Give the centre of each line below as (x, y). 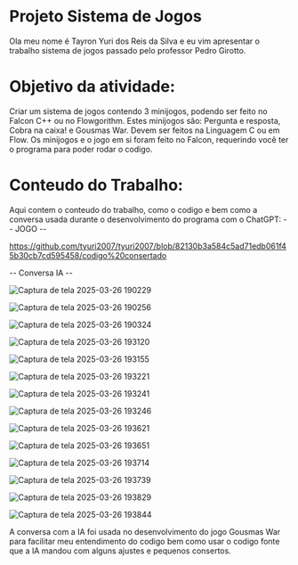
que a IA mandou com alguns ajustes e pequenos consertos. (120, 551)
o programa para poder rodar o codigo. (81, 149)
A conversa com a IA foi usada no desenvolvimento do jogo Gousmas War (145, 531)
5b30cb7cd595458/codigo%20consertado (88, 255)
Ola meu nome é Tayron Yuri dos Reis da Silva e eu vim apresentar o (135, 41)
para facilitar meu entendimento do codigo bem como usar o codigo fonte (145, 541)
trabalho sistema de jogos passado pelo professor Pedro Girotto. (128, 50)
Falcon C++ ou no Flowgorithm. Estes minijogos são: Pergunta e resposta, (145, 120)
